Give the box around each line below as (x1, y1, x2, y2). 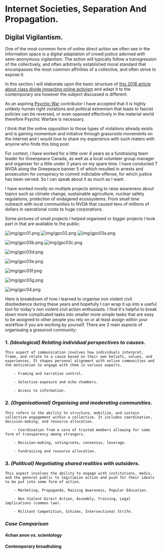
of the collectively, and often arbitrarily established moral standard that (5, 62, 147, 67)
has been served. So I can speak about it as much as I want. (5, 176, 125, 182)
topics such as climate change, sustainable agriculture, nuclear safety (5, 191, 145, 196)
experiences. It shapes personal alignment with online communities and (5, 358, 155, 363)
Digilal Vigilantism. (5, 33, 63, 41)
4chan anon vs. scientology (5, 532, 62, 538)
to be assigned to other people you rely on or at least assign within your (5, 317, 148, 322)
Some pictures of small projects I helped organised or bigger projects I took (5, 216, 156, 221)
